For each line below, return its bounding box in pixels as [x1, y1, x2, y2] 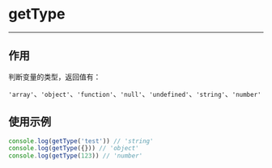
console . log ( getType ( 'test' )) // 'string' [8, 136, 154, 145]
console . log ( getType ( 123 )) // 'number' [8, 152, 143, 160]
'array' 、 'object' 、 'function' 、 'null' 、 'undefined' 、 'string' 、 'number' [8, 89, 261, 99]
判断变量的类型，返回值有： [8, 72, 101, 82]
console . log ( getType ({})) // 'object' [8, 145, 139, 153]
